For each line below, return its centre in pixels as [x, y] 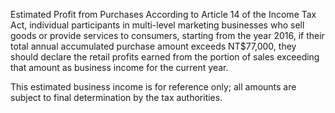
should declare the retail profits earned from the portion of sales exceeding [165, 57]
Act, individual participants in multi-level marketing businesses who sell [157, 25]
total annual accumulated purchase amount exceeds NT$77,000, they [153, 46]
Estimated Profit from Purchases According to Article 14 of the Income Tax [163, 14]
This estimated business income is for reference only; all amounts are [153, 87]
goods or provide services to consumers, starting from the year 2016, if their [167, 35]
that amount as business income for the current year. [119, 67]
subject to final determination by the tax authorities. [116, 97]
